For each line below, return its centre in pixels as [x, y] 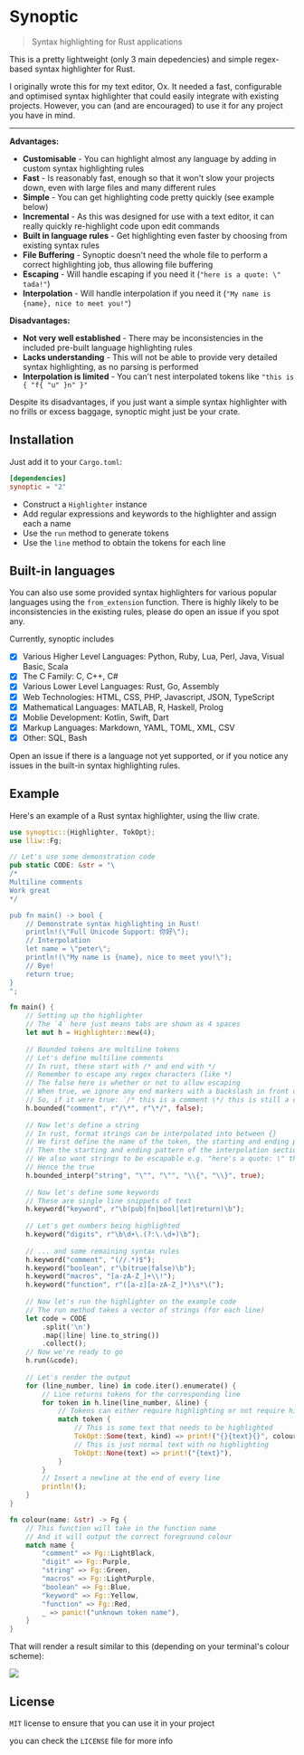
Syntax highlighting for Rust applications [107, 42]
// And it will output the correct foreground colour [129, 1537]
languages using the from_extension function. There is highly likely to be [144, 602]
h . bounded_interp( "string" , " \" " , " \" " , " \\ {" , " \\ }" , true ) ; [145, 1175]
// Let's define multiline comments [95, 1058]
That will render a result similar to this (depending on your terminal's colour [149, 1646]
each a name [47, 523]
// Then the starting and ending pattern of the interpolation [147, 1151]
